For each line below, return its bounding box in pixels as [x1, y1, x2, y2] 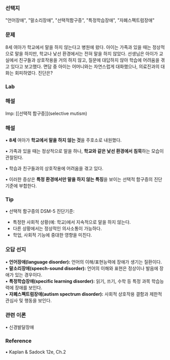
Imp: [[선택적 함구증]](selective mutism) [5, 110, 88, 116]
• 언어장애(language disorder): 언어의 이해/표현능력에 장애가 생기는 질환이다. [5, 259, 162, 265]
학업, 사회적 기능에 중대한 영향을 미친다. [12, 232, 92, 238]
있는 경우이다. [14, 272, 42, 278]
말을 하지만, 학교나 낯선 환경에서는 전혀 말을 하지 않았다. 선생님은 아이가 [14, 50, 158, 57]
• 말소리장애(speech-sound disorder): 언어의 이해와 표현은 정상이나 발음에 [5, 265, 159, 271]
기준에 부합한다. [5, 183, 37, 189]
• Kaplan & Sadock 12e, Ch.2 [5, 349, 66, 355]
